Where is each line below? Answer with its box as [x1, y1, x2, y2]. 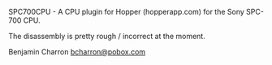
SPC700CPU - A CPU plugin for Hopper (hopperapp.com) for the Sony [8, 7, 245, 16]
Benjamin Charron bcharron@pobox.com [8, 47, 146, 56]
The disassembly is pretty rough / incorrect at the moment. [8, 32, 205, 41]
